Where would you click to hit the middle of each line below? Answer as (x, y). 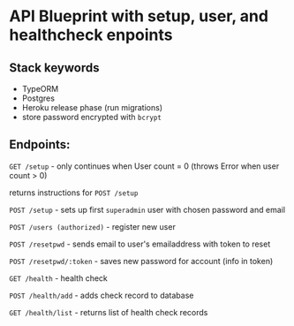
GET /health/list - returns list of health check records (109, 312)
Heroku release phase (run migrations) (92, 107)
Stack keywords (54, 68)
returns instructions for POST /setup (74, 193)
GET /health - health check (59, 278)
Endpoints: (40, 144)
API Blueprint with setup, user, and (139, 16)
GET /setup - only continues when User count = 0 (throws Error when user (144, 166)
